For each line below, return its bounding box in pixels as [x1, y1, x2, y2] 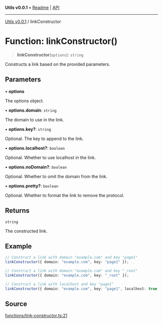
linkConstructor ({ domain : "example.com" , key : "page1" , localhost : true [5, 286, 158, 291]
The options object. [5, 98, 44, 103]
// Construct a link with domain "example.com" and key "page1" [5, 255, 138, 260]
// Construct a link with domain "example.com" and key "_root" [5, 268, 138, 273]
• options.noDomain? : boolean [5, 164, 67, 170]
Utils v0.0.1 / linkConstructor [5, 19, 62, 24]
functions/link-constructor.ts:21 [5, 313, 67, 319]
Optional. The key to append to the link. [5, 136, 84, 141]
